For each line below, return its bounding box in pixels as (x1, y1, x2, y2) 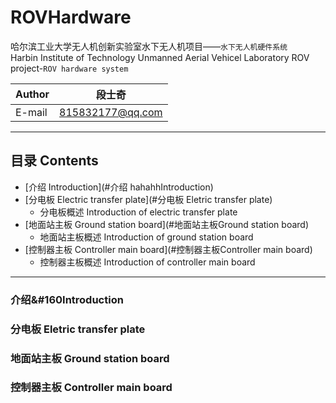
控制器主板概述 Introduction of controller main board (39, 256, 256, 268)
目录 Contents (10, 152, 99, 170)
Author (15, 87, 50, 101)
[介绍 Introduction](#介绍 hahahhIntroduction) (24, 181, 214, 193)
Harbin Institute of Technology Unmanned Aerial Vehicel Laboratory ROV (10, 51, 310, 63)
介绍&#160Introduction (10, 292, 124, 306)
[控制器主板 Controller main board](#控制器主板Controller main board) (24, 243, 313, 255)
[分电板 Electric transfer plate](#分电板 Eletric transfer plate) (24, 193, 273, 205)
